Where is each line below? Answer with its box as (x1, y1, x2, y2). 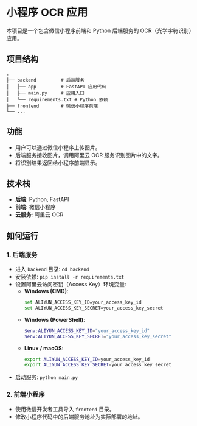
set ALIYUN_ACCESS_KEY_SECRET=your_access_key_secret (24, 305, 164, 311)
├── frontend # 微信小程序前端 (6, 103, 98, 109)
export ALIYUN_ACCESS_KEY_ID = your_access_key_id (24, 356, 150, 363)
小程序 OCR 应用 (6, 5, 88, 20)
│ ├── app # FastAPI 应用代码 (6, 83, 106, 90)
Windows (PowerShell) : (24, 316, 85, 323)
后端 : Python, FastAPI (15, 196, 69, 203)
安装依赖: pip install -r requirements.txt (15, 273, 125, 280)
